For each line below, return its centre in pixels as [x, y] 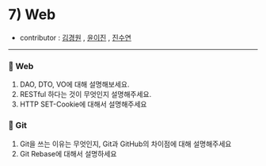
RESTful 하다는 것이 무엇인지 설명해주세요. [85, 95]
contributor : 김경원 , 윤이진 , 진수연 [76, 37]
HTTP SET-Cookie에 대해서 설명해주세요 [83, 104]
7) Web [32, 15]
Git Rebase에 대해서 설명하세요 [68, 153]
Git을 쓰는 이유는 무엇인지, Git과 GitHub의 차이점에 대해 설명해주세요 [125, 144]
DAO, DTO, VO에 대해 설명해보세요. [74, 84]
